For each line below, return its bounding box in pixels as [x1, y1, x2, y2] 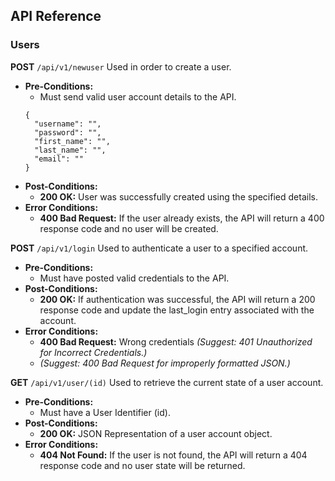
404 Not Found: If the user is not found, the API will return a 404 [39, 449, 308, 461]
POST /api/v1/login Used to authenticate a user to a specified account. [10, 242, 309, 254]
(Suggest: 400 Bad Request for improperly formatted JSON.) [39, 357, 291, 369]
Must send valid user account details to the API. [39, 90, 237, 103]
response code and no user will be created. [39, 222, 219, 234]
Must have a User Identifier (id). [39, 406, 171, 418]
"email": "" [34, 154, 84, 164]
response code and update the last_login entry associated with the [39, 304, 315, 316]
